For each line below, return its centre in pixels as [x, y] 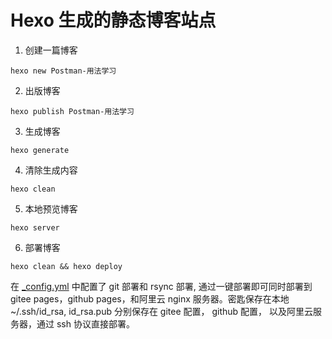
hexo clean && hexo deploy [66, 266]
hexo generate [40, 150]
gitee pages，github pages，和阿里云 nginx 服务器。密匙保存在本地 [150, 298]
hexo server [35, 227]
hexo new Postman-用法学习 [63, 71]
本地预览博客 [51, 208]
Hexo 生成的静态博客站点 [113, 20]
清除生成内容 [51, 170]
